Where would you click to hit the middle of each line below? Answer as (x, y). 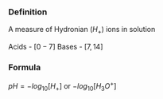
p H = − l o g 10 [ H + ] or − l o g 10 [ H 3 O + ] (62, 86)
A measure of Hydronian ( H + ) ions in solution (82, 30)
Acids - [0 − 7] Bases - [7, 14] (56, 47)
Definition (28, 12)
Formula (25, 68)
